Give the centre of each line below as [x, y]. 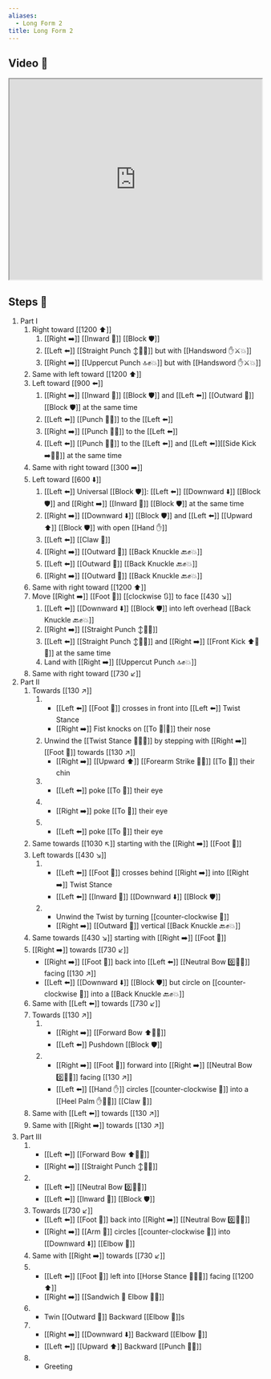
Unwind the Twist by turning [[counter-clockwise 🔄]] [143, 917]
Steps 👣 [28, 302]
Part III [30, 1137]
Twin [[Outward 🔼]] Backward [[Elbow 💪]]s [114, 1317]
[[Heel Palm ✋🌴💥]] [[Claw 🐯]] [104, 1101]
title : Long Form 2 [41, 30]
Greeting [59, 1366]
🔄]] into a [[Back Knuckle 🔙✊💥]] [131, 994]
